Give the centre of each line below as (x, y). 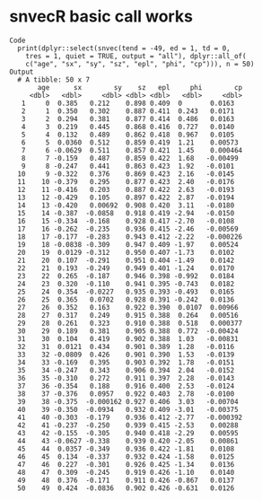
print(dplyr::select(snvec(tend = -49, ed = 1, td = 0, (124, 48)
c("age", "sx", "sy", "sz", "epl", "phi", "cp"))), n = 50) (140, 64)
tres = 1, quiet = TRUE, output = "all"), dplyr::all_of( (136, 56)
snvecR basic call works (101, 17)
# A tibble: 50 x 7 (54, 79)
